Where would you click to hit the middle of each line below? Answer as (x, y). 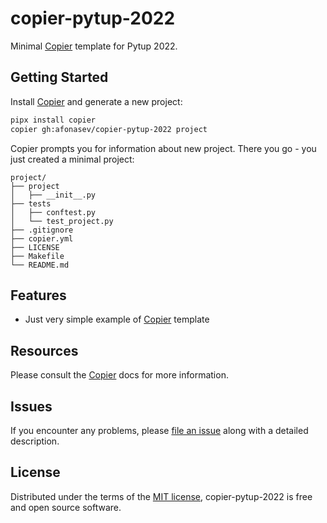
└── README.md (40, 265)
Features (38, 295)
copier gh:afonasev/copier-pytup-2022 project (109, 129)
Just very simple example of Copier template (117, 319)
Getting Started (59, 77)
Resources (44, 350)
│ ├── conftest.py (53, 212)
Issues (31, 406)
